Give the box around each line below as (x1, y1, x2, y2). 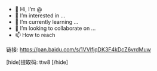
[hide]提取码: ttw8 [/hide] (6, 58, 69, 66)
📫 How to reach (14, 32, 56, 38)
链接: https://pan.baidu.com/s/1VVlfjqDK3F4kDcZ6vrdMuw (6, 46, 151, 53)
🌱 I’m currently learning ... (14, 18, 79, 25)
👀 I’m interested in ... (14, 12, 66, 19)
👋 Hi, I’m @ (14, 6, 42, 13)
